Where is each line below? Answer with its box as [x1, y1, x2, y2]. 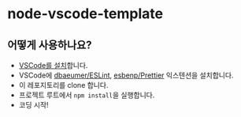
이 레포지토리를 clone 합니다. [18, 81, 109, 89]
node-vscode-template [7, 5, 163, 23]
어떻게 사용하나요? [7, 38, 92, 51]
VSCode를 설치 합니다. [18, 61, 88, 70]
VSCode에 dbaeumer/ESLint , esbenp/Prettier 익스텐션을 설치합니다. [18, 70, 234, 80]
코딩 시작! [18, 100, 49, 109]
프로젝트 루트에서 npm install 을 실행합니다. [18, 90, 155, 100]
